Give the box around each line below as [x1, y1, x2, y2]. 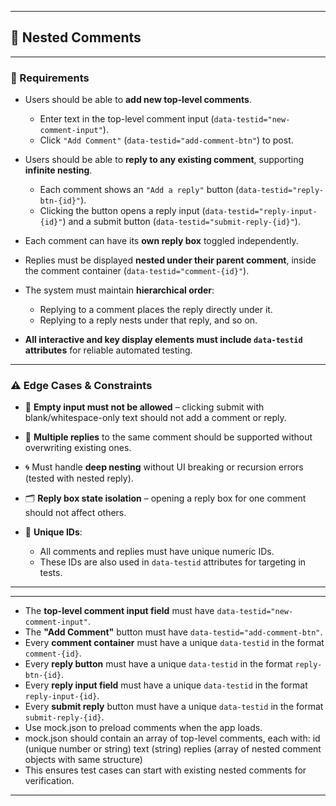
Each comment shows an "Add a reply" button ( [39, 184, 240, 196]
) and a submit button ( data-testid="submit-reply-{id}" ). [62, 216, 301, 228]
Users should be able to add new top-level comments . [24, 94, 252, 106]
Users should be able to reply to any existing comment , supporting [24, 154, 305, 166]
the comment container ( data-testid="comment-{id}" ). [24, 265, 250, 277]
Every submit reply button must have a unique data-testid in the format [24, 701, 324, 713]
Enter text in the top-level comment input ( [39, 113, 215, 125]
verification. [24, 775, 75, 787]
